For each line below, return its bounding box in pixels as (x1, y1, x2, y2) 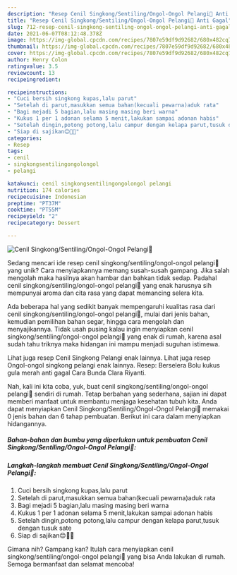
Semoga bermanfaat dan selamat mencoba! (7, 560, 135, 569)
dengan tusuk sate (17, 523, 72, 533)
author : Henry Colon (7, 56, 68, 63)
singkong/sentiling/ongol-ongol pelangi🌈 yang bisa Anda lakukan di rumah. (7, 552, 226, 561)
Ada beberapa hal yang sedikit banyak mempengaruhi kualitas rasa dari (7, 302, 216, 310)
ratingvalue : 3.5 (7, 63, 59, 70)
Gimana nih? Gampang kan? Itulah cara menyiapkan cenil (7, 545, 174, 554)
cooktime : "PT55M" (7, 206, 61, 214)
